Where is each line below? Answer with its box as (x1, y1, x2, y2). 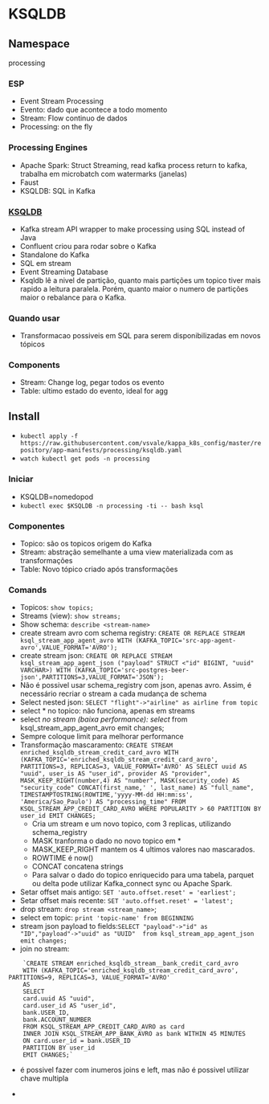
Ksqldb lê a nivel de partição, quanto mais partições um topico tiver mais (19, 275, 261, 285)
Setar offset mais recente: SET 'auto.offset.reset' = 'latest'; (19, 896, 234, 906)
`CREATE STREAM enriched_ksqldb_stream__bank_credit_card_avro (22, 959, 239, 968)
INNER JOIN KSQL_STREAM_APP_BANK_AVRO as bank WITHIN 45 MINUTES (22, 1030, 247, 1038)
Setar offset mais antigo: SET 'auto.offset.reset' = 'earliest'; (19, 887, 237, 897)
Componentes (8, 520, 66, 531)
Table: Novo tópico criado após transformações (19, 564, 178, 574)
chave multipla (19, 1073, 69, 1083)
